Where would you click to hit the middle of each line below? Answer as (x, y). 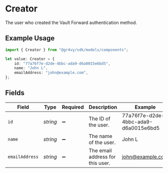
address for (102, 156)
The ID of (100, 118)
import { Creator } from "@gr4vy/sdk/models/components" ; (67, 50)
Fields (15, 93)
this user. (100, 163)
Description (103, 107)
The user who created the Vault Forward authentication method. (71, 22)
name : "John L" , (31, 68)
